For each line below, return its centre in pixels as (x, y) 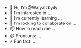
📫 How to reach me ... (32, 29)
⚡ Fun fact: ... (23, 41)
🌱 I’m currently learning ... (36, 18)
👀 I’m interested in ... (30, 13)
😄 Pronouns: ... (26, 36)
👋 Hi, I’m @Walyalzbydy (34, 8)
